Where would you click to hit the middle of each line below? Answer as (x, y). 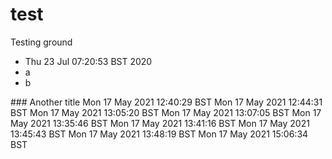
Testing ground (41, 42)
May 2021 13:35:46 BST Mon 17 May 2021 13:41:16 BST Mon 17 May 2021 (160, 123)
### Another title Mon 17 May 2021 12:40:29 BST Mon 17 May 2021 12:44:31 (166, 102)
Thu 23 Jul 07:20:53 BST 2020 (88, 61)
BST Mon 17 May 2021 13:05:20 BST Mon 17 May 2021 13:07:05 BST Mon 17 (166, 112)
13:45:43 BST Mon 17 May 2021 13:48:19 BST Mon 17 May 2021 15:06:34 (159, 134)
